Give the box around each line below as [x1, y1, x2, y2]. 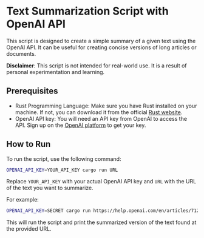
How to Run [6, 139, 51, 149]
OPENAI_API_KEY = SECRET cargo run [6, 208, 91, 214]
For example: [6, 196, 39, 203]
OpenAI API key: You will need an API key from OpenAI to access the [15, 115, 187, 122]
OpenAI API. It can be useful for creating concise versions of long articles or [6, 44, 197, 51]
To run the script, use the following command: [6, 155, 121, 162]
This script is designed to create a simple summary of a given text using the [6, 37, 196, 44]
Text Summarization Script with [6, 4, 169, 18]
